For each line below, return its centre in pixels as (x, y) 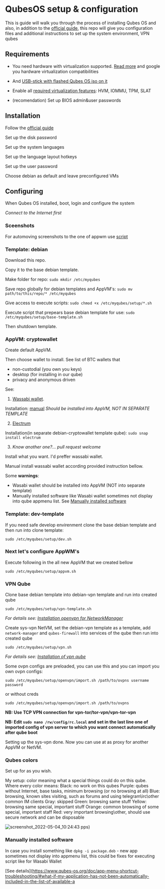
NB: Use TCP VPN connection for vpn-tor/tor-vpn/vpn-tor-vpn (71, 713)
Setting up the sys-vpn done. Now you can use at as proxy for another (77, 742)
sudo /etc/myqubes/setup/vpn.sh (38, 648)
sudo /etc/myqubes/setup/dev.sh (38, 539)
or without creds (22, 694)
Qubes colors (21, 760)
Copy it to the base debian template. (42, 270)
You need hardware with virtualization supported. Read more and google (86, 66)
